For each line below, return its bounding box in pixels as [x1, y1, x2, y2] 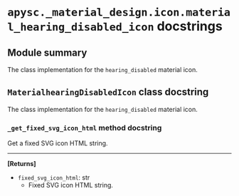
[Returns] [7, 160, 37, 168]
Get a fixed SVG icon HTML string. [7, 139, 108, 148]
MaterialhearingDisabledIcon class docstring [7, 86, 209, 98]
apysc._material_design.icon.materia [7, 6, 231, 19]
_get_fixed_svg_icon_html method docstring [7, 123, 162, 133]
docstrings [156, 19, 223, 34]
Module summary [7, 46, 87, 58]
